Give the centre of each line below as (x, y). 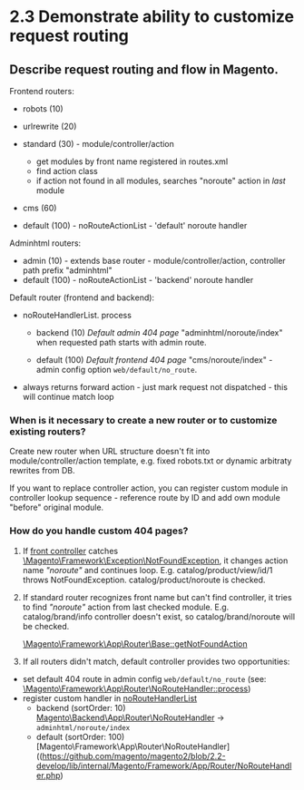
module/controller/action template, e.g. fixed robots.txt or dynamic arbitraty (151, 461)
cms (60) (39, 208)
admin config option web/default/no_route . (117, 370)
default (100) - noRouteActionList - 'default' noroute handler (135, 225)
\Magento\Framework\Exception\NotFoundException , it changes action (155, 561)
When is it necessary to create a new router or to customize (143, 420)
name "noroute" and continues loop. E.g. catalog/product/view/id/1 (147, 570)
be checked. (46, 626)
